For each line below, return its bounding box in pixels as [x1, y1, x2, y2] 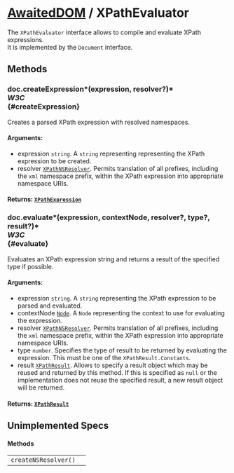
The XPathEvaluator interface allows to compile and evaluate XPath [7, 28, 202, 36]
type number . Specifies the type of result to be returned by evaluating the [17, 345, 228, 355]
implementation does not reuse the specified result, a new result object [17, 376, 223, 384]
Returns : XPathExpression [7, 195, 82, 204]
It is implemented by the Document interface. [7, 43, 133, 51]
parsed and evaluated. [17, 301, 83, 310]
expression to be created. [17, 156, 92, 165]
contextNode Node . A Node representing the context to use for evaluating [17, 308, 226, 317]
